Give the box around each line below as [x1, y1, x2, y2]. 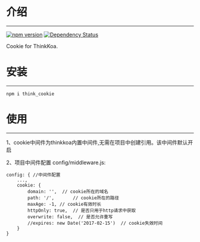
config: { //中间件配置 [6, 172, 61, 178]
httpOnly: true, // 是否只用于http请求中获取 [27, 208, 136, 213]
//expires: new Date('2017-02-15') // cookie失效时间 [27, 220, 162, 226]
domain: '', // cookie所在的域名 [27, 188, 109, 194]
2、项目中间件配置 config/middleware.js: [6, 159, 106, 166]
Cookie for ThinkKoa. [6, 42, 58, 49]
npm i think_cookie [6, 90, 55, 97]
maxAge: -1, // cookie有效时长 [27, 201, 102, 207]
